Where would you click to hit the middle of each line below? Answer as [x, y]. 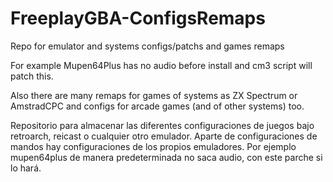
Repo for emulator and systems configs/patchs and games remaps [147, 46]
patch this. [32, 76]
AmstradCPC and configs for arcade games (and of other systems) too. [157, 106]
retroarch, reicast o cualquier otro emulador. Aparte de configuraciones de [164, 136]
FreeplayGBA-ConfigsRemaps [138, 18]
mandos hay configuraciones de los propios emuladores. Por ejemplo [153, 146]
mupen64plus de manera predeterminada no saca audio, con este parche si [166, 157]
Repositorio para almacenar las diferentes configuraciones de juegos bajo [162, 125]
